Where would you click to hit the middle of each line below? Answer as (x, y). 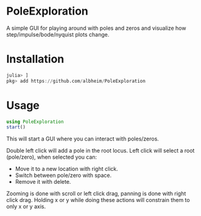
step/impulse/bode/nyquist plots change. (58, 34)
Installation (35, 59)
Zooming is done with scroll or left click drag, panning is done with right (96, 193)
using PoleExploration (35, 122)
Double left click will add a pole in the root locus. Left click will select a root (100, 151)
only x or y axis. (26, 207)
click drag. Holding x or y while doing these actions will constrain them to (98, 200)
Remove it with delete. (43, 182)
